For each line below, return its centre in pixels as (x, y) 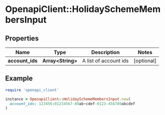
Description (105, 52)
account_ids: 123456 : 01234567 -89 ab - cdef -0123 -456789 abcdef (72, 103)
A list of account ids (105, 61)
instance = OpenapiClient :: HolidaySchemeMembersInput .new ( (68, 99)
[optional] (145, 61)
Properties (22, 38)
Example (19, 78)
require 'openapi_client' (32, 90)
